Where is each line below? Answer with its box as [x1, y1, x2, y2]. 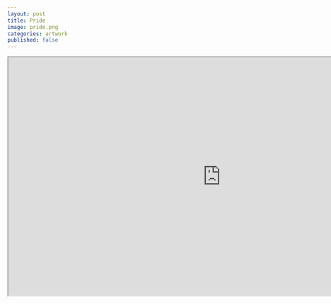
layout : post [7, 10, 46, 18]
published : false [7, 37, 59, 44]
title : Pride [7, 17, 46, 24]
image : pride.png [7, 23, 59, 30]
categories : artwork [7, 30, 69, 37]
